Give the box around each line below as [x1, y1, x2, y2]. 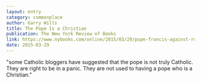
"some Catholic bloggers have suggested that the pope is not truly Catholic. [6, 58, 193, 66]
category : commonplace [6, 14, 63, 20]
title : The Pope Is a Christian [6, 25, 87, 32]
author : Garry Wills [6, 20, 58, 26]
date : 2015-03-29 [6, 42, 50, 48]
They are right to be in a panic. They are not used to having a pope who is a [6, 64, 193, 72]
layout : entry [6, 8, 42, 15]
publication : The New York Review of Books [6, 31, 117, 37]
